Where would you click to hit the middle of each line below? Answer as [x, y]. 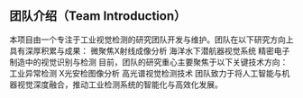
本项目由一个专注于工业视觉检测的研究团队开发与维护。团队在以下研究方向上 [151, 40]
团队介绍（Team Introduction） [98, 16]
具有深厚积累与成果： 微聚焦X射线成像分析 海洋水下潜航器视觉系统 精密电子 [150, 50]
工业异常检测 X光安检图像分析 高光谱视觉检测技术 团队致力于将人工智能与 [146, 73]
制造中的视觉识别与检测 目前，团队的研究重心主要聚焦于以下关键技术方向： [149, 62]
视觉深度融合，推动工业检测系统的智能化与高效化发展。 [119, 85]
